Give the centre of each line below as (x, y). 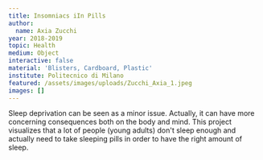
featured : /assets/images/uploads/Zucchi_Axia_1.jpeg (101, 83)
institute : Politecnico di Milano (66, 76)
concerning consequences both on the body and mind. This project (120, 122)
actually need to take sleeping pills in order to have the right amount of (125, 139)
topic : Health (32, 46)
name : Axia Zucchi (47, 31)
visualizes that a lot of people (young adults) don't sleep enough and (122, 130)
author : (21, 23)
